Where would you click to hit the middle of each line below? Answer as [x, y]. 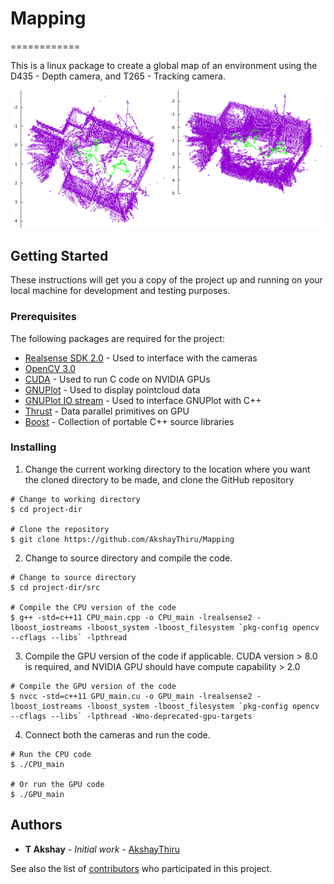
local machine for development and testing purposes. [120, 291]
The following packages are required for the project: [117, 338]
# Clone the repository [60, 529]
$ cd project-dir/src [55, 587]
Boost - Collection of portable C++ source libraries [129, 421]
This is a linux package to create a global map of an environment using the [164, 65]
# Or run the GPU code [57, 784]
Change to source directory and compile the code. [128, 558]
